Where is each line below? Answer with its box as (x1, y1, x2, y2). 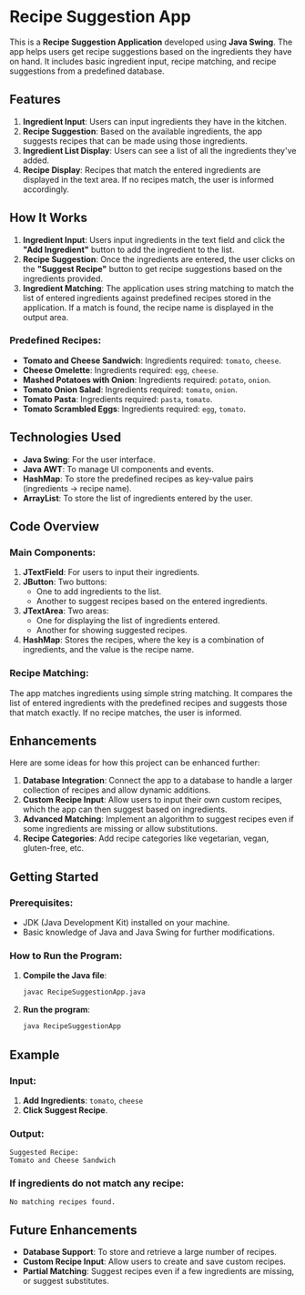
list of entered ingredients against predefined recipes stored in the (22, 292, 271, 303)
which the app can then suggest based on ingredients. (22, 804, 228, 815)
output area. (22, 311, 69, 322)
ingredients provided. (22, 273, 103, 284)
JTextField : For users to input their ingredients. (22, 567, 200, 578)
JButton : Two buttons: (22, 576, 107, 588)
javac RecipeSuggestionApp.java (22, 987, 146, 997)
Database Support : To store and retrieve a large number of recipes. (22, 1247, 278, 1258)
